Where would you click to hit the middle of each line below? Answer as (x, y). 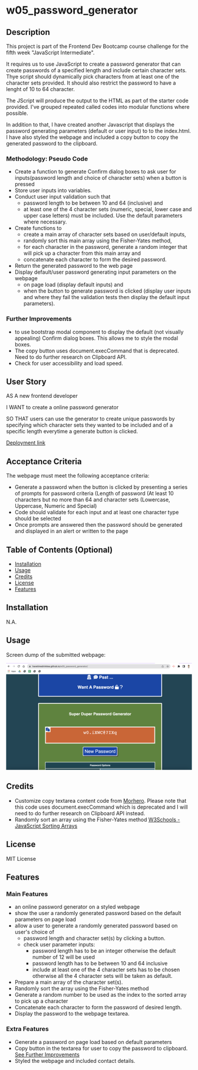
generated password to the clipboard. (52, 143)
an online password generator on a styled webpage (77, 907)
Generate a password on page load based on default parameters (93, 1042)
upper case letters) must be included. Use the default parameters (103, 216)
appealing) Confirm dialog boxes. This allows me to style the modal (96, 338)
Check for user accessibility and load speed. (69, 363)
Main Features (27, 894)
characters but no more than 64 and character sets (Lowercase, (92, 500)
